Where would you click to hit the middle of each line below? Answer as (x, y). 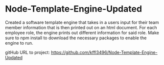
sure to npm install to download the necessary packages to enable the (76, 38)
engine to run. (19, 43)
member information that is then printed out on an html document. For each (81, 27)
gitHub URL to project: (27, 52)
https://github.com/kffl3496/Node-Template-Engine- (104, 52)
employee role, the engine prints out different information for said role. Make (82, 32)
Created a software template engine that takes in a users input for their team (82, 22)
